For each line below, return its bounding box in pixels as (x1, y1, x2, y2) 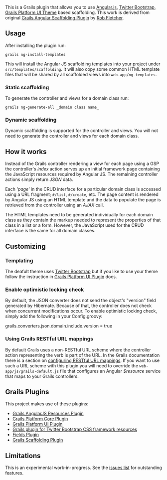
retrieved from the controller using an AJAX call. (5, 202, 104, 208)
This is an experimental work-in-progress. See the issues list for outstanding (5, 465, 162, 471)
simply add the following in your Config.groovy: (5, 314, 103, 320)
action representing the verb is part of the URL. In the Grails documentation (5, 352, 160, 358)
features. (5, 470, 24, 476)
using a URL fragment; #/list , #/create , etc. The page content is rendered (5, 191, 159, 197)
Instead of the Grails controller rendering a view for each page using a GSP (5, 160, 160, 166)
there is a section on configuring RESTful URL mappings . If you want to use (5, 357, 160, 363)
